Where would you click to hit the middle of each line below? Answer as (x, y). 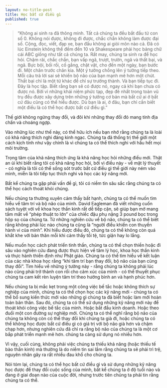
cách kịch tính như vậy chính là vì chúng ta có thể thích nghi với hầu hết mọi (83, 143)
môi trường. (17, 148)
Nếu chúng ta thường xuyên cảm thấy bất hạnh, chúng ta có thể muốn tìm (81, 198)
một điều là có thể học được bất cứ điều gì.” (62, 107)
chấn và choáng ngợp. (28, 122)
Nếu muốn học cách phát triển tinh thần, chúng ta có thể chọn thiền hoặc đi (83, 245)
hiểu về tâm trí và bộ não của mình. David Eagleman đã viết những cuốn (79, 204)
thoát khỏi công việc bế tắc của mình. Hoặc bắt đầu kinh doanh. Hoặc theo (82, 308)
